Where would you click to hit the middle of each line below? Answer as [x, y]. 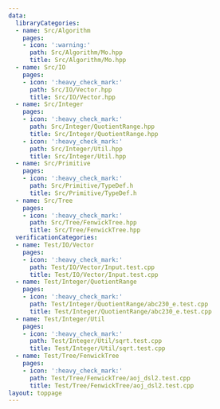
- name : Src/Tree [44, 201]
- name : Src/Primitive [53, 164]
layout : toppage [35, 393]
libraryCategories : [48, 23]
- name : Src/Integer [49, 104]
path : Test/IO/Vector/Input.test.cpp [92, 267]
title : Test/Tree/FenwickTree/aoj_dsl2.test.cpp [112, 386]
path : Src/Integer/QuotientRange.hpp [92, 127]
